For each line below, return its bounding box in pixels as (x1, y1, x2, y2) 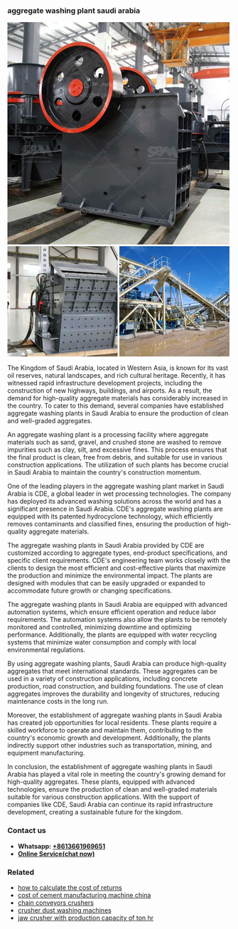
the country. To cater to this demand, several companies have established (7, 401, 224, 410)
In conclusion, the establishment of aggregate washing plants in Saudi (7, 763, 213, 771)
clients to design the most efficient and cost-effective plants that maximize (7, 564, 226, 573)
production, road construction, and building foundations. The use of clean (7, 682, 224, 691)
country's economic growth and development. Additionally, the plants (7, 733, 211, 742)
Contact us (7, 826, 46, 836)
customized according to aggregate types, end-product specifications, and (7, 548, 227, 557)
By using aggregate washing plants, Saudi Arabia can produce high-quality (7, 659, 227, 668)
